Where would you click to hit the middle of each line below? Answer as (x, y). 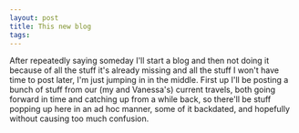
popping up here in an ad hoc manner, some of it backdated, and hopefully (149, 109)
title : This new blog (51, 26)
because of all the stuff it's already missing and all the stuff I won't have (144, 70)
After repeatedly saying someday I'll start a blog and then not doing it (139, 61)
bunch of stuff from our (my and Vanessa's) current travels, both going (143, 90)
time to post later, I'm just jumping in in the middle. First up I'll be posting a (149, 80)
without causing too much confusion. (79, 118)
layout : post (34, 18)
